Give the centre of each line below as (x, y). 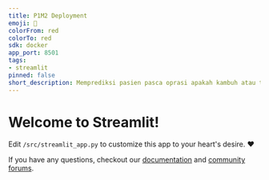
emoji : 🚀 (23, 23)
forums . (21, 168)
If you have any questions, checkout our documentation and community (127, 160)
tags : (17, 61)
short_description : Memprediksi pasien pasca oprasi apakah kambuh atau (132, 82)
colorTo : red (30, 38)
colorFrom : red (34, 30)
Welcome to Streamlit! (84, 122)
